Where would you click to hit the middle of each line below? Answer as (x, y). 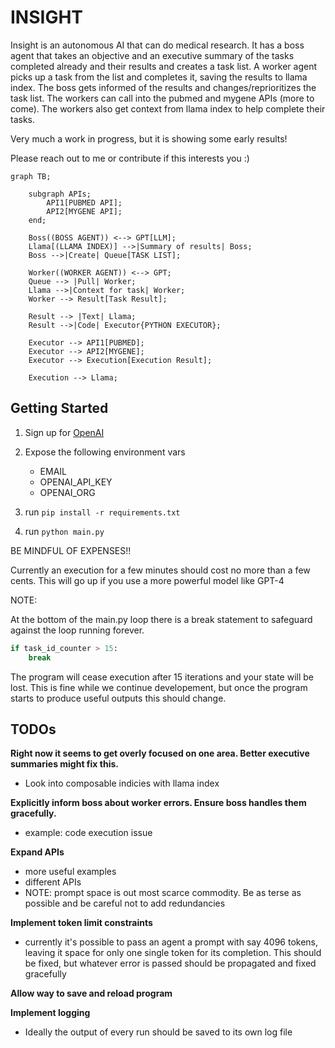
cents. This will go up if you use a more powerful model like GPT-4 (147, 580)
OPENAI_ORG (67, 492)
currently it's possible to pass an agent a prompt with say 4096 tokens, (171, 942)
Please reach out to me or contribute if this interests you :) (130, 158)
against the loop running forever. (77, 630)
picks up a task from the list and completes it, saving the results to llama (159, 77)
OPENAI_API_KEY (76, 482)
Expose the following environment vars (105, 452)
